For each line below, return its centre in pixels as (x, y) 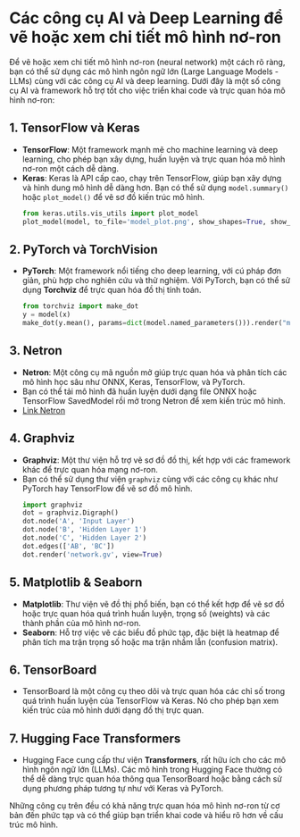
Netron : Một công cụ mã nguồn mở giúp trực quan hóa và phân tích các (154, 372)
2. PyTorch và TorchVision (83, 249)
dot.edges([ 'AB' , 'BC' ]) (68, 546)
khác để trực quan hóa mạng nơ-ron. (90, 469)
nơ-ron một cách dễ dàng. (70, 168)
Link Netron (43, 410)
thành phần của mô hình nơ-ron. (81, 623)
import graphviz (52, 505)
